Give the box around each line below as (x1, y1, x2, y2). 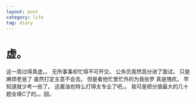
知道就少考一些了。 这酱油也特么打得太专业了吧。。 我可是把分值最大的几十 (6, 83, 189, 90)
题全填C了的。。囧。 (6, 90, 55, 98)
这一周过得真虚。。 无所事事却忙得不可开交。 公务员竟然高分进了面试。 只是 (6, 68, 190, 75)
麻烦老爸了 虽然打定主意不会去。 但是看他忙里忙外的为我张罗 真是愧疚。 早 (6, 76, 189, 83)
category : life (6, 14, 44, 20)
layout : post (6, 8, 39, 15)
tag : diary (6, 20, 33, 26)
